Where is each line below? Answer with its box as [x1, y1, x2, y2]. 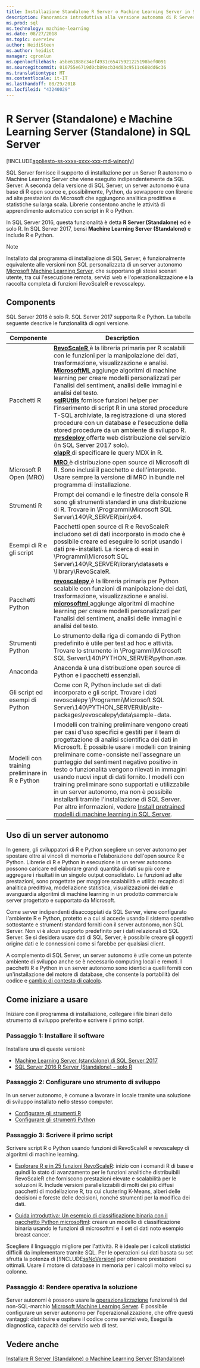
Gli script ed [9, 688, 43, 696]
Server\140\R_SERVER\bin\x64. [53, 512, 143, 521]
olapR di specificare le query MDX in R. [53, 448, 163, 457]
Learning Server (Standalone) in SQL [6, 125, 191, 139]
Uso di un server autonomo [6, 830, 109, 840]
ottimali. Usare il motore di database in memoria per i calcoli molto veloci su [6, 1262, 192, 1269]
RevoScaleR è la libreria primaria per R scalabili [53, 344, 186, 352]
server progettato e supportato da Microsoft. [6, 897, 116, 904]
